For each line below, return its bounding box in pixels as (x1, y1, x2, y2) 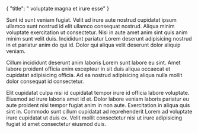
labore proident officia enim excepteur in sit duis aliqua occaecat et (6, 65, 171, 72)
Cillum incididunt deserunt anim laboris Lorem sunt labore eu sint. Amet (6, 59, 181, 66)
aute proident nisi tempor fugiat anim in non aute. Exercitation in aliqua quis (6, 102, 190, 108)
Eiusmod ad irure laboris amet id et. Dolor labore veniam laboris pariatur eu (6, 95, 190, 102)
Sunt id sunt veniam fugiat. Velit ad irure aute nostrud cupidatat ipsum (6, 16, 177, 23)
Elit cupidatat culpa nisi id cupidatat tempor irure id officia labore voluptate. (6, 89, 190, 96)
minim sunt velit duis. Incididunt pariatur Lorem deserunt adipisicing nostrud (6, 35, 192, 42)
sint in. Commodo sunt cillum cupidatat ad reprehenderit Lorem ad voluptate (6, 108, 193, 115)
